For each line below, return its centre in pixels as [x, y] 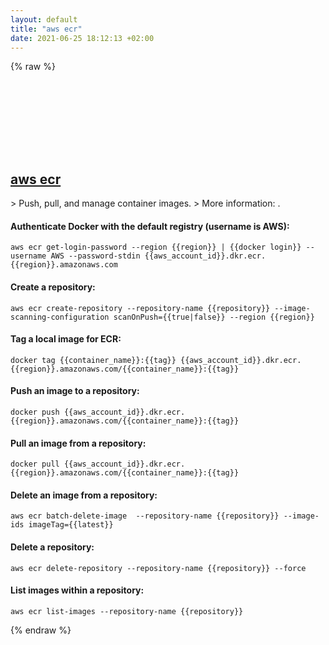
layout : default [44, 19]
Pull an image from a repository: [78, 443]
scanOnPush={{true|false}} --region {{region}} [214, 317]
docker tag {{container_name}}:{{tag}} [93, 360]
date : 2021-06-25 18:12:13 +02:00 [82, 38]
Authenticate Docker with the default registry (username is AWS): [150, 226]
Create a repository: [53, 287]
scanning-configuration [60, 317]
